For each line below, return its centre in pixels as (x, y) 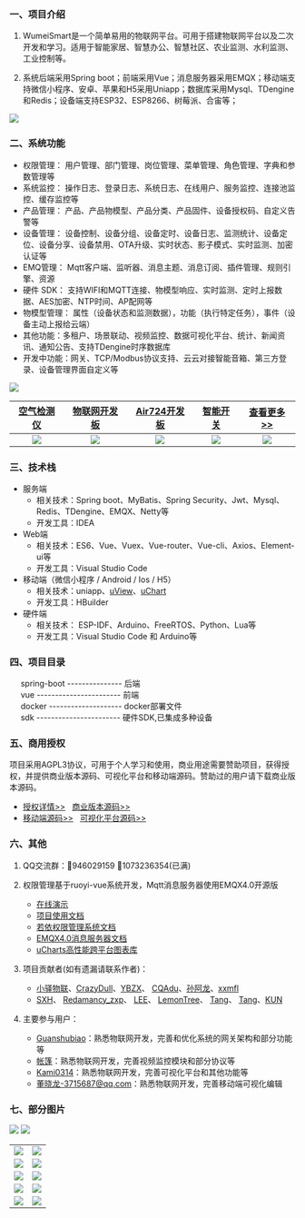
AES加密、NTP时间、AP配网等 (95, 301)
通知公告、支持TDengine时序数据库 (104, 346)
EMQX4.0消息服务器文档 (81, 938)
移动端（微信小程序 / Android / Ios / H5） (99, 579)
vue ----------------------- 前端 (79, 695)
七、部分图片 (38, 1109)
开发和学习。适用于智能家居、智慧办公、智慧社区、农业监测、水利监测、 (157, 47)
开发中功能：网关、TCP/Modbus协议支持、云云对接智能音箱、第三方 (151, 358)
